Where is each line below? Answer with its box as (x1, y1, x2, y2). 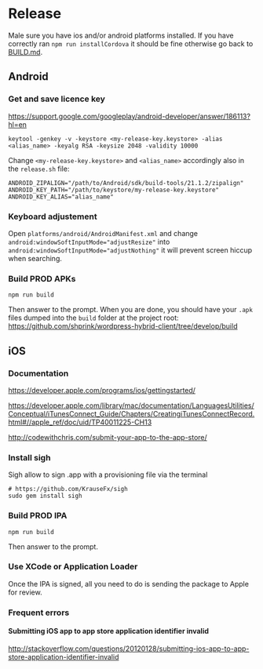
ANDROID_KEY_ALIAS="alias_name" (8, 193, 114, 201)
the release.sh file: (8, 164, 70, 173)
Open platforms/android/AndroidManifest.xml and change (8, 228, 199, 238)
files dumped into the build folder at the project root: (8, 313, 179, 322)
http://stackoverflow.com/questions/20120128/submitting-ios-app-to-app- (8, 644, 250, 653)
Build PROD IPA (8, 511, 68, 522)
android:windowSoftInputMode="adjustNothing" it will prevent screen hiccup (8, 245, 253, 255)
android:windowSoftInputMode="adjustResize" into (8, 237, 170, 246)
